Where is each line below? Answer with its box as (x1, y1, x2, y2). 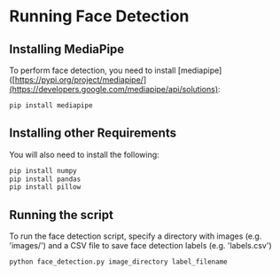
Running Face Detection (9, 6, 190, 27)
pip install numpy (9, 166, 77, 175)
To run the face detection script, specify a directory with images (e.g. (9, 231, 262, 241)
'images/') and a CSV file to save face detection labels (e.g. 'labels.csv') (9, 240, 272, 251)
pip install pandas (9, 175, 82, 184)
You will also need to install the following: (9, 149, 159, 160)
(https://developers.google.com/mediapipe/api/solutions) (9, 84, 219, 94)
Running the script (9, 207, 113, 223)
